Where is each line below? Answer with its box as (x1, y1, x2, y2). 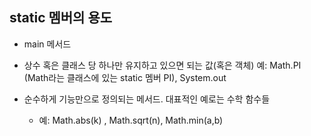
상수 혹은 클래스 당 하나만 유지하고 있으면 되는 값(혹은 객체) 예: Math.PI (23, 59, 302, 71)
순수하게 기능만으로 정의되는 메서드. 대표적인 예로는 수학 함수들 (23, 93, 271, 105)
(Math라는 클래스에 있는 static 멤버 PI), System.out (23, 71, 227, 83)
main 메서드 (23, 38, 72, 50)
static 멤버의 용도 (9, 9, 113, 27)
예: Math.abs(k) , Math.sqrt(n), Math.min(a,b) (38, 114, 224, 126)
